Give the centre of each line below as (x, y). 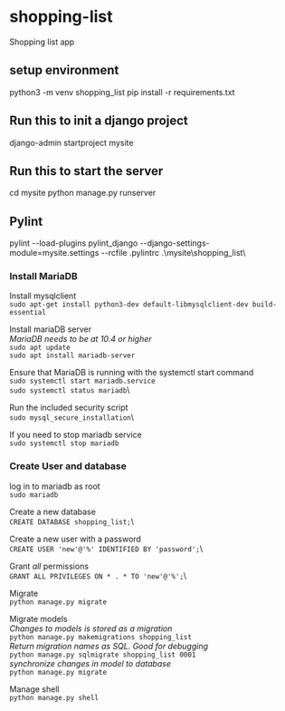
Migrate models (38, 618)
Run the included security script (69, 408)
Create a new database (53, 511)
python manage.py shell (54, 697)
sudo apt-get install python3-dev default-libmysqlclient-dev (129, 305)
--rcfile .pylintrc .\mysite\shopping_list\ (173, 253)
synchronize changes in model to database (90, 663)
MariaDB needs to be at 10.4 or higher (81, 339)
